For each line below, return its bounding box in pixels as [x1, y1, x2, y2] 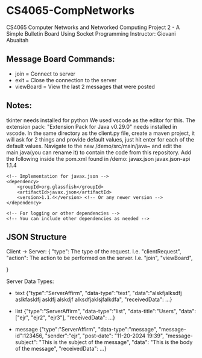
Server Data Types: [6, 278, 54, 285]
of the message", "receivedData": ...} [14, 345, 107, 353]
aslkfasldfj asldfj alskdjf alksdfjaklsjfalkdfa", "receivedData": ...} [14, 296, 172, 303]
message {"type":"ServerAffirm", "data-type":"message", [14, 326, 158, 333]
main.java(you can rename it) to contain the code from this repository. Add [6, 149, 192, 156]
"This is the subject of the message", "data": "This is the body [39, 339, 193, 346]
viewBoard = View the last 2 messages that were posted [14, 83, 156, 90]
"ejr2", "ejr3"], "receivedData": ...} [31, 314, 116, 321]
